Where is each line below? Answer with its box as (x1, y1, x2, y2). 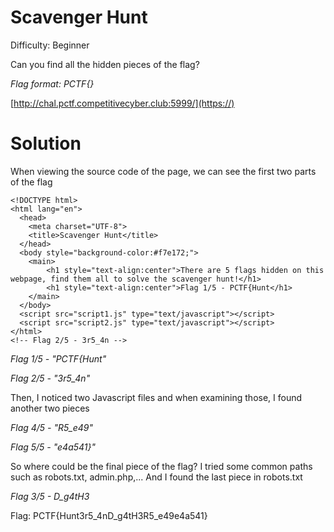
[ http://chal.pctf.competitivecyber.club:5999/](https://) (10, 97, 235, 109)
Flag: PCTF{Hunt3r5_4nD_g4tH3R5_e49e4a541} (10, 509, 208, 521)
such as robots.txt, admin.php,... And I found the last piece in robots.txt (10, 471, 303, 483)
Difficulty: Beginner (10, 39, 90, 51)
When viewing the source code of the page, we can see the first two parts (10, 165, 317, 177)
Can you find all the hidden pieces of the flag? (10, 58, 200, 70)
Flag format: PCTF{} (10, 77, 95, 90)
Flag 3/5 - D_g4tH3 (10, 490, 90, 502)
